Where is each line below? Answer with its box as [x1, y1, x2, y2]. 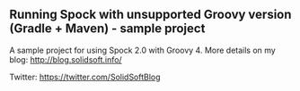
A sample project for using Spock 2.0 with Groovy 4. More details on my [9, 45, 276, 55]
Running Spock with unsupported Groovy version [9, 7, 292, 22]
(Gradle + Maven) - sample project [9, 21, 206, 37]
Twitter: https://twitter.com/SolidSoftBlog [9, 71, 161, 82]
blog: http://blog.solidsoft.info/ [9, 54, 123, 65]
